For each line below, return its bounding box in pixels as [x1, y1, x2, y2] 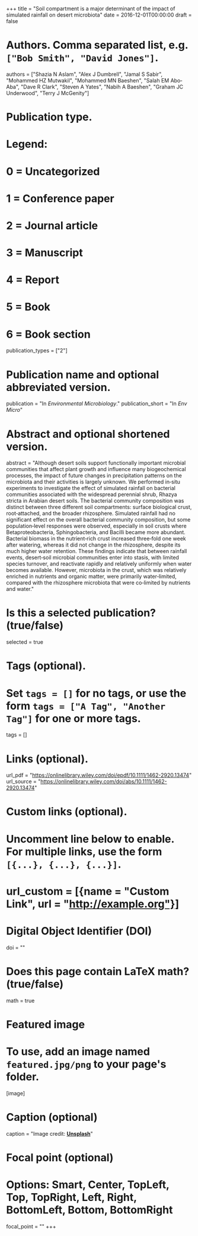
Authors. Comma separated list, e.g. [6, 39, 189, 52]
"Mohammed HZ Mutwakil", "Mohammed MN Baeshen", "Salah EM [6, 77, 170, 84]
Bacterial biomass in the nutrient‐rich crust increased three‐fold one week [6, 535, 186, 542]
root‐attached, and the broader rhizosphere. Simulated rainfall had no [6, 510, 176, 517]
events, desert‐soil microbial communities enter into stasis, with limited [6, 554, 180, 561]
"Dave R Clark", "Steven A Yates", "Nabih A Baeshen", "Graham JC [20, 83, 184, 90]
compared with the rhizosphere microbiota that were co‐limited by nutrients [6, 579, 191, 586]
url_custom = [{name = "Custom [6, 884, 170, 898]
